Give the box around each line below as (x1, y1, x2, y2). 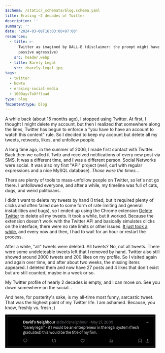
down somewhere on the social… (5, 285, 72, 291)
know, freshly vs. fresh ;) (5, 305, 56, 311)
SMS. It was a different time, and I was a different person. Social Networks (5, 157, 156, 163)
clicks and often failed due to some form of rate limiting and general (5, 203, 143, 209)
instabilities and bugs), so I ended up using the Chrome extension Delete (5, 208, 153, 214)
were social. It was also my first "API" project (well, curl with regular (5, 162, 143, 168)
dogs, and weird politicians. (5, 188, 61, 194)
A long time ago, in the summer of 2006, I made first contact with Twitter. (5, 146, 154, 153)
